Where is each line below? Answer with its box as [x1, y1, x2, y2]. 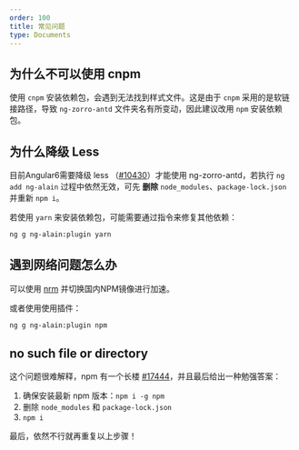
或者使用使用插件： [9, 302, 82, 314]
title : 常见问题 [9, 22, 65, 31]
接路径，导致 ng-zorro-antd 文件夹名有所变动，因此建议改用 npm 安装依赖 [9, 104, 284, 115]
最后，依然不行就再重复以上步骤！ [9, 431, 137, 442]
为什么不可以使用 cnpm [9, 65, 141, 82]
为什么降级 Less [9, 144, 100, 159]
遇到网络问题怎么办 [9, 257, 117, 273]
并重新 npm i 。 [9, 193, 65, 203]
